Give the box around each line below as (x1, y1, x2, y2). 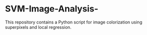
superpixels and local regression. (5, 24, 72, 30)
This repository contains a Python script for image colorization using (5, 19, 143, 25)
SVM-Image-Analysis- (5, 3, 98, 14)
